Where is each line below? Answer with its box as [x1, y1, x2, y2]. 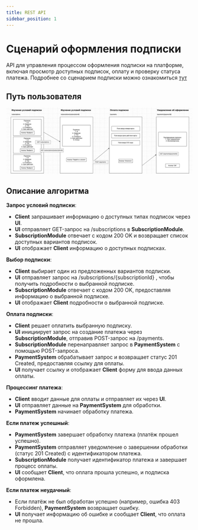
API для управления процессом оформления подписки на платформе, [6, 62, 184, 69]
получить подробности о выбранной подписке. [14, 280, 135, 288]
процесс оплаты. [14, 462, 58, 470]
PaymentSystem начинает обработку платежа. [14, 408, 134, 415]
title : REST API [6, 9, 46, 15]
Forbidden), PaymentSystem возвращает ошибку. [14, 505, 140, 512]
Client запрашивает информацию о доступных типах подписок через [14, 213, 191, 221]
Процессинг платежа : [6, 384, 63, 391]
